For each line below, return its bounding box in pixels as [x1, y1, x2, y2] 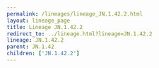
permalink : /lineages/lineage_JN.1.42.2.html [6, 10, 143, 18]
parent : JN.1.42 [6, 43, 54, 50]
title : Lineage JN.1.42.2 [6, 23, 83, 30]
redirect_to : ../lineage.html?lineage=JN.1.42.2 [6, 30, 153, 38]
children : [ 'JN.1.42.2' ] [6, 50, 80, 57]
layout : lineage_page [6, 17, 71, 24]
